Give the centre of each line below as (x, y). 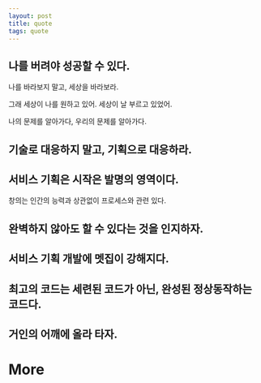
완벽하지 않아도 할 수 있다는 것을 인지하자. (106, 228)
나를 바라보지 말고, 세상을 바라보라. (64, 87)
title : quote (30, 24)
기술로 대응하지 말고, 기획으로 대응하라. (100, 150)
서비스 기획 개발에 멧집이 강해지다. (89, 259)
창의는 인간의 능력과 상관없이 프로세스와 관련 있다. (88, 200)
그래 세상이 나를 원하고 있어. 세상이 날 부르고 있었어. (90, 104)
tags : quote (28, 31)
